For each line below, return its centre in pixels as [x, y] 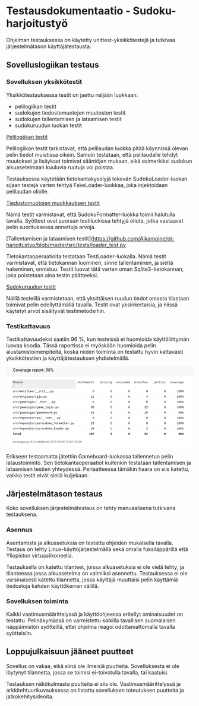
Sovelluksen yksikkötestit [44, 82]
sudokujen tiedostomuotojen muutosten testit [70, 113]
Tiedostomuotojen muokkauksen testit [53, 202]
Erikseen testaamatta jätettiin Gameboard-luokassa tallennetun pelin [90, 456]
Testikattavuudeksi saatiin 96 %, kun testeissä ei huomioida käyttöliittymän [98, 339]
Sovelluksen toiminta [37, 601]
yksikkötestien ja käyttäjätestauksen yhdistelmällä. [68, 358]
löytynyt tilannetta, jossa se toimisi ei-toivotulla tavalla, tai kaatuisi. [87, 672]
